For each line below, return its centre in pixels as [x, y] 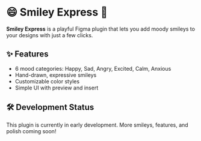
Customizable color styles [47, 81]
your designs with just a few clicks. [50, 35]
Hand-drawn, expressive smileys [56, 75]
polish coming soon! [31, 131]
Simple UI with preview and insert [57, 88]
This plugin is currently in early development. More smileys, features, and [97, 125]
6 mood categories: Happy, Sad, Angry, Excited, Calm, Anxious [93, 68]
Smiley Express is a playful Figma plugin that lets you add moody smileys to [101, 29]
